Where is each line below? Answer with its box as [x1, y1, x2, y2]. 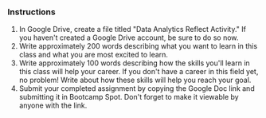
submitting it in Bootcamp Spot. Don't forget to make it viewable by [18, 92, 240, 102]
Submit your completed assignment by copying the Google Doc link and [18, 84, 256, 93]
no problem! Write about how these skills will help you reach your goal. [18, 75, 252, 85]
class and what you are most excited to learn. [18, 50, 169, 60]
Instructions [7, 6, 57, 18]
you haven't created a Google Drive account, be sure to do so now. [18, 33, 239, 42]
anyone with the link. [18, 100, 88, 110]
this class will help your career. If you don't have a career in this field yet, [18, 67, 259, 77]
